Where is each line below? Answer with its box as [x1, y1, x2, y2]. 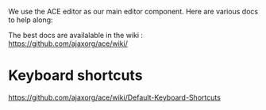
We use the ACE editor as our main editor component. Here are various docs [8, 7, 259, 16]
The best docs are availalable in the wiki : [8, 31, 144, 40]
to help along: [8, 15, 53, 25]
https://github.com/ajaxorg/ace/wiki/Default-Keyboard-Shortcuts [8, 93, 221, 102]
